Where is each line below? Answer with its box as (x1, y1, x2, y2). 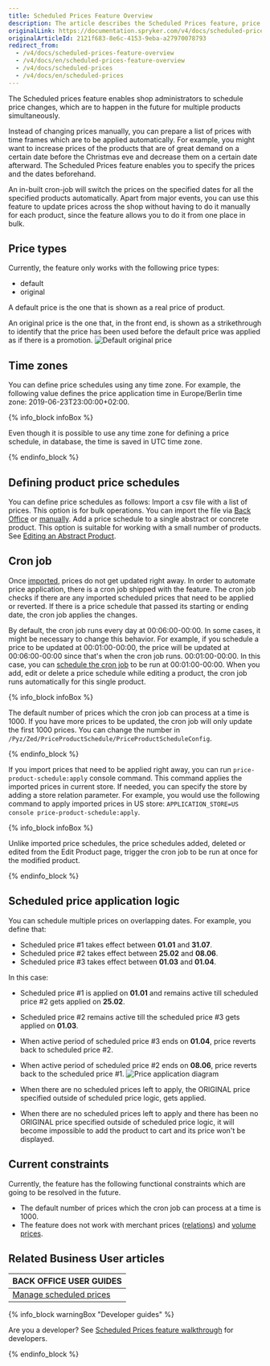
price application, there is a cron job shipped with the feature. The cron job (8, 584, 256, 594)
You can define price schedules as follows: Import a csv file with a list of (8, 497, 247, 507)
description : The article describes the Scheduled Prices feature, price (8, 19, 261, 27)
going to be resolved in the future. (8, 1187, 121, 1197)
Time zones (8, 358, 68, 372)
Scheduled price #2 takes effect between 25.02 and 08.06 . (19, 948, 219, 958)
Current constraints (8, 1158, 109, 1172)
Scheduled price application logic (8, 894, 180, 908)
